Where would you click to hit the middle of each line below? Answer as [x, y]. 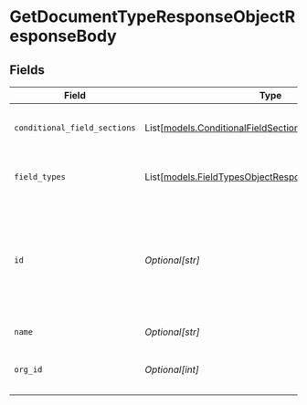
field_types [40, 177]
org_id [28, 370]
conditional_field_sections [75, 128]
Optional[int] [172, 369]
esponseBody [63, 36]
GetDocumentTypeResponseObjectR [153, 17]
